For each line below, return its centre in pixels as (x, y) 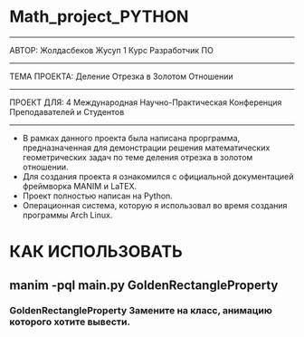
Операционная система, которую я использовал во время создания (155, 205)
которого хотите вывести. (70, 322)
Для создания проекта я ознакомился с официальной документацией (158, 176)
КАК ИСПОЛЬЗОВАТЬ (96, 252)
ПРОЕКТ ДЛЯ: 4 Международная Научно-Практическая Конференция (146, 102)
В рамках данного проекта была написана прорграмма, (131, 138)
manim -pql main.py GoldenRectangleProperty (144, 285)
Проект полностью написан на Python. (98, 196)
